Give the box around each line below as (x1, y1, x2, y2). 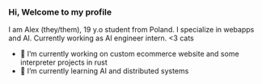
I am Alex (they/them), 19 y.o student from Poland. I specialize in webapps (8, 25, 255, 35)
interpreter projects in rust (19, 57, 108, 67)
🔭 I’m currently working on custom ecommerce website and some (19, 49, 240, 59)
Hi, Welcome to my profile (8, 6, 112, 18)
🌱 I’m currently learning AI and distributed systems (19, 66, 189, 76)
